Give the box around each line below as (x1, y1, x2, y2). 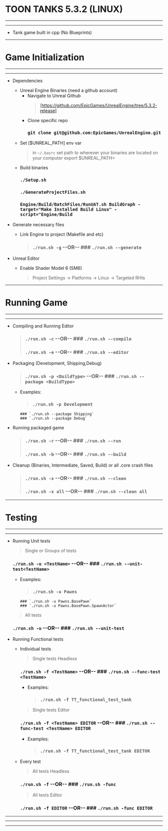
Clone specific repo (27, 117, 68, 123)
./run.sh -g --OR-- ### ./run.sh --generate (32, 244, 142, 251)
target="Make (19, 206, 52, 212)
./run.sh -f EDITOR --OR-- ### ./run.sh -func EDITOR (19, 804, 153, 811)
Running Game (5, 297, 68, 308)
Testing (5, 512, 37, 523)
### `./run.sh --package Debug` (19, 416, 87, 421)
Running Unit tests (12, 538, 51, 544)
